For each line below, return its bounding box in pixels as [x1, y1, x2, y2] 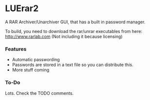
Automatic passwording [12, 57, 60, 63]
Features [5, 46, 27, 52]
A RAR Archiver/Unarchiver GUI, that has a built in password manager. [5, 19, 146, 25]
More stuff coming [12, 67, 50, 73]
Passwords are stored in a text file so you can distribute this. [12, 62, 133, 68]
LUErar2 [5, 3, 39, 14]
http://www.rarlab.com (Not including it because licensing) [5, 33, 123, 39]
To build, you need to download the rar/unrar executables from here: [5, 28, 143, 34]
